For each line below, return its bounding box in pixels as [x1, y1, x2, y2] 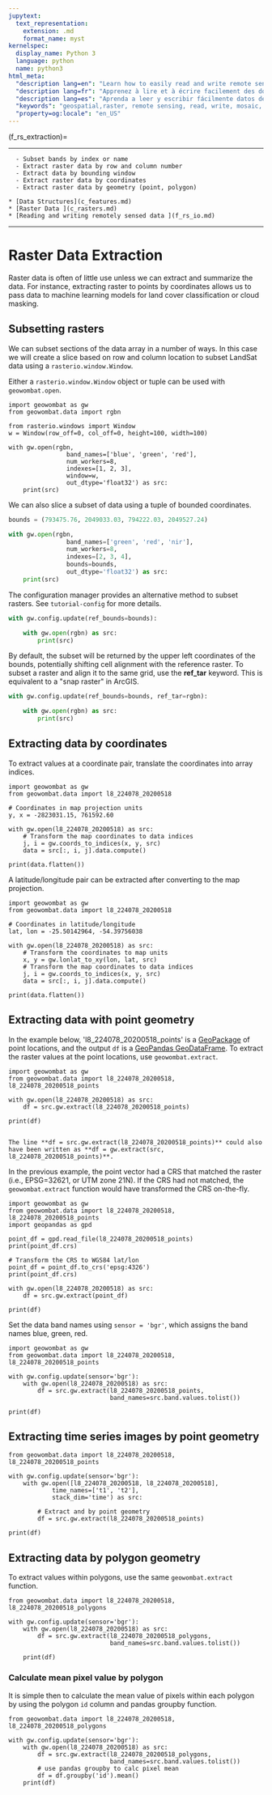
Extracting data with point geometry [8, 1013, 195, 1027]
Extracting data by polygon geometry [8, 1551, 201, 1564]
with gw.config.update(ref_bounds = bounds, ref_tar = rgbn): [8, 693, 208, 701]
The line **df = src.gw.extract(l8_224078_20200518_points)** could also [8, 1138, 263, 1146]
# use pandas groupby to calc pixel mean [37, 1764, 180, 1772]
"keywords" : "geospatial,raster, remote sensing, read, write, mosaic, [15, 102, 263, 110]
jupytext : [8, 11, 42, 20]
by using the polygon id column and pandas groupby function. [8, 1699, 217, 1708]
